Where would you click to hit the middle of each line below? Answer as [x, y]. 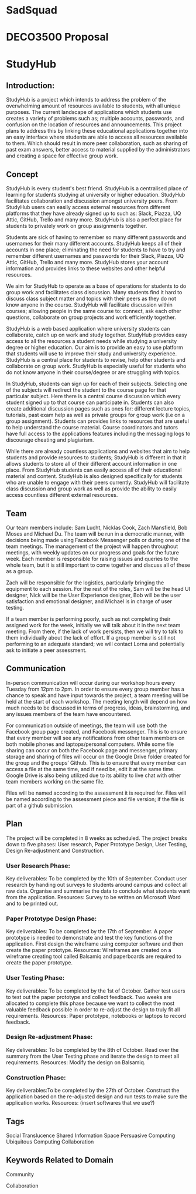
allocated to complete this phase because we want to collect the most [90, 1003]
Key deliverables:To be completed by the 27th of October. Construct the [93, 1091]
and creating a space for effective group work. [62, 156]
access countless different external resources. [62, 495]
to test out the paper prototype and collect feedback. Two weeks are [89, 997]
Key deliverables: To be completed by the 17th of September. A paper [90, 931]
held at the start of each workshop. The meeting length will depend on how [97, 701]
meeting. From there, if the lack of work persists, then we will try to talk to [95, 631]
